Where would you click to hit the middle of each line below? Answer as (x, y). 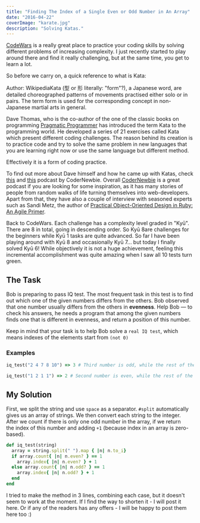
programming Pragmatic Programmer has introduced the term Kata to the (96, 125)
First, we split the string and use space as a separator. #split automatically (98, 409)
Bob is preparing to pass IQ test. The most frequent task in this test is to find (100, 294)
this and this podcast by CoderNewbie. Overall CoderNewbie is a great (93, 180)
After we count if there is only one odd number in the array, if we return (93, 421)
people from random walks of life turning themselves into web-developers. (98, 193)
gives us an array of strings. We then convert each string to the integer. (94, 415)
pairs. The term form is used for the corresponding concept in (82, 101)
